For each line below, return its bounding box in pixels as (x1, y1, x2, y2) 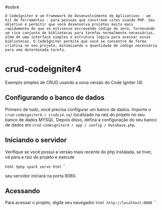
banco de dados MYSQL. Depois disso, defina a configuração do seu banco (5, 116, 157, 123)
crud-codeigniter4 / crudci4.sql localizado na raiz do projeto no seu (5, 112, 145, 117)
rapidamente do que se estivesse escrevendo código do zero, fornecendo (5, 26, 155, 31)
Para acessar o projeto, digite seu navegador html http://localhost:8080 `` (5, 200, 157, 206)
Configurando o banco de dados (5, 94, 105, 102)
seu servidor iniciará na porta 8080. (5, 173, 77, 178)
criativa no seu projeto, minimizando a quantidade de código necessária (5, 43, 158, 48)
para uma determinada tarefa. (5, 48, 66, 52)
